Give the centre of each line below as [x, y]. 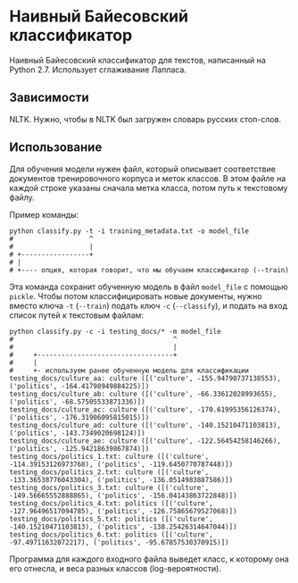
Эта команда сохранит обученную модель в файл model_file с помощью [149, 287]
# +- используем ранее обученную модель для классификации [129, 371]
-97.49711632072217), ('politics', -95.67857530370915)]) [119, 542]
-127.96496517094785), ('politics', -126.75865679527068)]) [124, 511]
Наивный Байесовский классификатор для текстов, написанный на [137, 60]
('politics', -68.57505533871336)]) [77, 402]
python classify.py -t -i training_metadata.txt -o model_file [129, 231]
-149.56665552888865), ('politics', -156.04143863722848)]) [124, 496]
